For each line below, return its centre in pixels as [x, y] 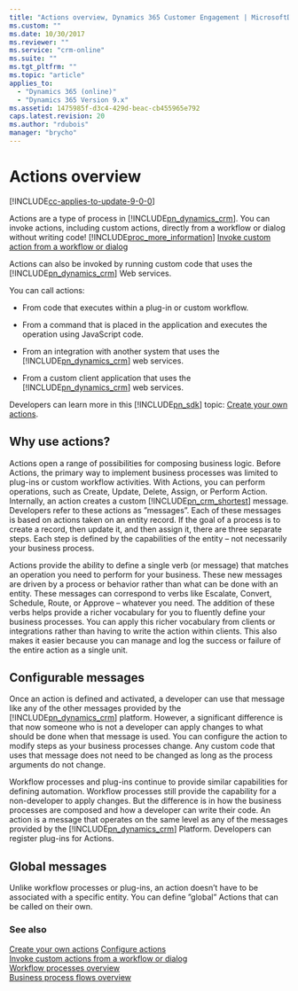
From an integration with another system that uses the [121, 351]
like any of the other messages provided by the [95, 708]
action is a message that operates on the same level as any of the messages [149, 820]
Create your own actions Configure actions [88, 948]
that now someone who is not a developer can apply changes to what [136, 727]
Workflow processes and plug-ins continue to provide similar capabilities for [149, 782]
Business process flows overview [70, 977]
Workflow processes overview [65, 968]
